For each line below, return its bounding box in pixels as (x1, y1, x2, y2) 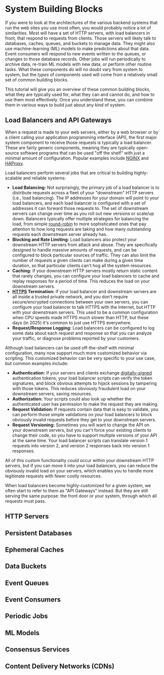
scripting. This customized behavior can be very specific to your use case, (5, 355, 156, 361)
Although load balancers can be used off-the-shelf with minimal (5, 345, 134, 350)
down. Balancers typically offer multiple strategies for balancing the (12, 215, 149, 221)
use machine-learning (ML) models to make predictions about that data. (5, 46, 150, 51)
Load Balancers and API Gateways (5, 116, 112, 124)
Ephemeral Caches (5, 545, 64, 554)
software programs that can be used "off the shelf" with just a (20, 150, 145, 156)
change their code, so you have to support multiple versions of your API (12, 432, 158, 438)
